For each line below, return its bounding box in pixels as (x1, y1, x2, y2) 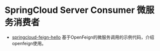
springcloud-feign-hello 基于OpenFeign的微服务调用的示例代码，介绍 (11, 34, 155, 40)
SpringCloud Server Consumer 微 (4, 4, 146, 16)
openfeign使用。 (11, 40, 46, 46)
